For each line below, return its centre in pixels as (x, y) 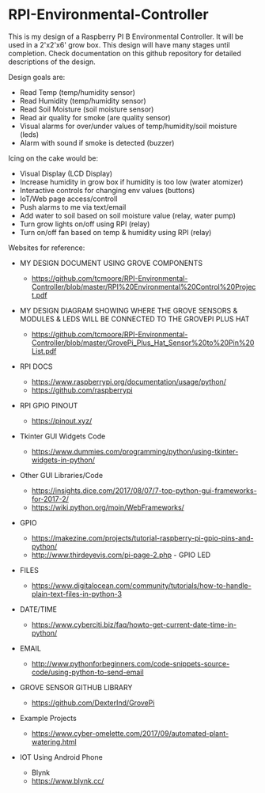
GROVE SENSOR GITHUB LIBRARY (76, 687)
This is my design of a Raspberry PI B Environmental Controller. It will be (126, 36)
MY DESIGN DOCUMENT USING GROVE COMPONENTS (111, 263)
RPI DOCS (36, 366)
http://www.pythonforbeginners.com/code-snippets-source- (131, 663)
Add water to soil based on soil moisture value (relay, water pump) (127, 215)
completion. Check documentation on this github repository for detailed (125, 53)
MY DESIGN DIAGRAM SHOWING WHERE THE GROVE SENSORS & (129, 310)
